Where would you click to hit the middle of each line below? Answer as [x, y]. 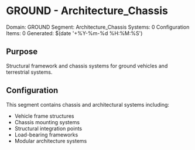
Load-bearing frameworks [46, 134]
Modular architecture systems [51, 141]
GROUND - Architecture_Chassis [87, 11]
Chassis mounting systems [47, 122]
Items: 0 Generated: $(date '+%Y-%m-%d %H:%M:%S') [74, 33]
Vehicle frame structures [44, 116]
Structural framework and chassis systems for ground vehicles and [87, 66]
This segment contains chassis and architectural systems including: [88, 104]
